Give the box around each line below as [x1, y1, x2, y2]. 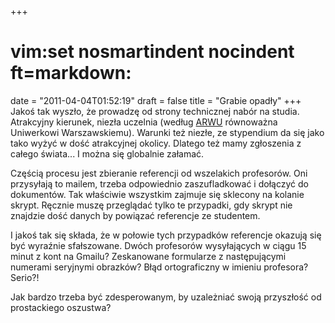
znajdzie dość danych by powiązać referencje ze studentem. [10, 209, 261, 221]
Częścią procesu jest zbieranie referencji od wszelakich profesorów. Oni [10, 167, 308, 179]
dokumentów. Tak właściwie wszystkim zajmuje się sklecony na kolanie [10, 188, 305, 200]
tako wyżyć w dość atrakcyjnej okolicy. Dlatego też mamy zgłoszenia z [10, 137, 302, 149]
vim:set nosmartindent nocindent [10, 41, 295, 63]
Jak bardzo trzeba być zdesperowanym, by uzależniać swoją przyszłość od [10, 291, 322, 303]
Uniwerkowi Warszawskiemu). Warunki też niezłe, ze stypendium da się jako [10, 126, 325, 138]
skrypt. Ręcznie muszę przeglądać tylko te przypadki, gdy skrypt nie [10, 199, 293, 211]
